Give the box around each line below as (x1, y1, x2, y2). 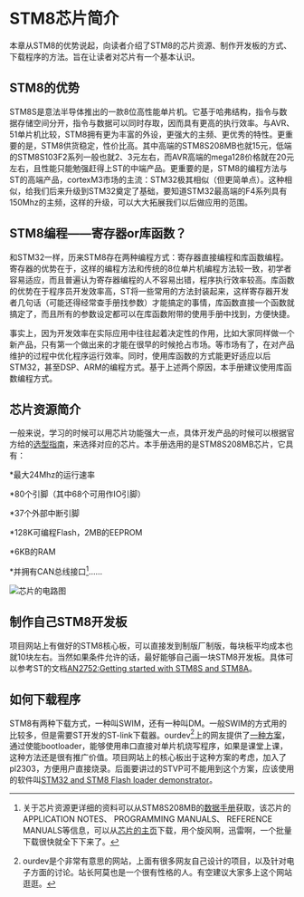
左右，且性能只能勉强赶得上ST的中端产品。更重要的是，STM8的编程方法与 (9, 162, 288, 173)
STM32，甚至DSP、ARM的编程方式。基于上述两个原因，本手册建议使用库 (9, 362, 285, 372)
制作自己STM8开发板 (9, 614, 128, 630)
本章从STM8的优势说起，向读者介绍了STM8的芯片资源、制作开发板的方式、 (9, 40, 292, 51)
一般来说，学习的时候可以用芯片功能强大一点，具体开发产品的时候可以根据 (9, 428, 287, 439)
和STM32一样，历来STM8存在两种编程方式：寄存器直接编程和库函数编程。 (9, 251, 290, 263)
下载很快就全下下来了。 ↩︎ (22, 836, 119, 847)
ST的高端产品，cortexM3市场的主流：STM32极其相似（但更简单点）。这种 (9, 174, 285, 185)
